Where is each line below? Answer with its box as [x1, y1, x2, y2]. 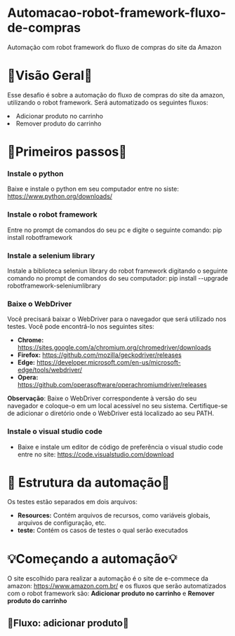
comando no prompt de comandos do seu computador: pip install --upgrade [7, 273, 229, 282]
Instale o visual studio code [7, 426, 103, 436]
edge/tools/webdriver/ [17, 366, 83, 374]
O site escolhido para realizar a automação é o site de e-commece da [7, 574, 209, 583]
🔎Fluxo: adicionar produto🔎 [7, 617, 129, 629]
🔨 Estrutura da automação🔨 [7, 475, 170, 490]
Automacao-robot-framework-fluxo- [7, 5, 227, 21]
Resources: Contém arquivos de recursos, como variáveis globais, [17, 511, 210, 520]
